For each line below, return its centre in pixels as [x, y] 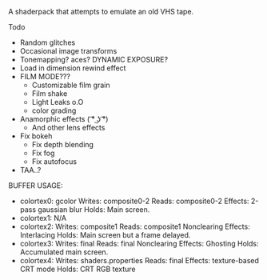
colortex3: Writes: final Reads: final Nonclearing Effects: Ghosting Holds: [139, 244]
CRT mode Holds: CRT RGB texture [78, 269]
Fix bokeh [36, 136]
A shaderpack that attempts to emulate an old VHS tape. [101, 12]
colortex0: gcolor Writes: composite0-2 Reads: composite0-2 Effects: [134, 201]
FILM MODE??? [45, 76]
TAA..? [30, 170]
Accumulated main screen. [64, 252]
